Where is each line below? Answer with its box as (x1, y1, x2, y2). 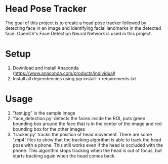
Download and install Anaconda (12, 65, 79, 71)
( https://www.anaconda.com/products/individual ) (12, 70, 116, 76)
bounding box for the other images (12, 126, 85, 132)
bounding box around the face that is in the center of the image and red (12, 121, 162, 127)
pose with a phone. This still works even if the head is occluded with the (12, 142, 163, 148)
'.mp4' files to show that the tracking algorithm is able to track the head (12, 137, 161, 143)
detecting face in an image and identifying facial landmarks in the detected (5, 25, 161, 31)
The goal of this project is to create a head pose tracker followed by (5, 20, 147, 26)
